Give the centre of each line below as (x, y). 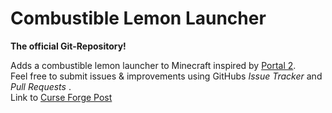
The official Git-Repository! (68, 46)
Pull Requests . (41, 86)
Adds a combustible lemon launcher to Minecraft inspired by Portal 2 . (153, 65)
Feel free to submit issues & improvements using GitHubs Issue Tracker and (166, 76)
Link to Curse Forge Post (61, 97)
